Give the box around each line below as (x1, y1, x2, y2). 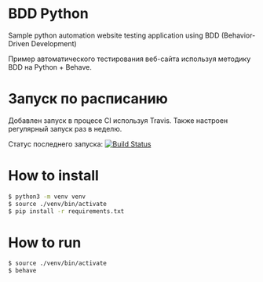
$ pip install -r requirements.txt (8, 207, 125, 215)
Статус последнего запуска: (8, 139, 104, 149)
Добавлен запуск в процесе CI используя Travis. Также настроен (8, 115, 228, 125)
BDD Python (8, 5, 89, 23)
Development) (31, 38, 77, 48)
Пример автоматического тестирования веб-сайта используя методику (8, 54, 251, 63)
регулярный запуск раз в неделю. (8, 124, 122, 133)
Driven (8, 38, 30, 48)
